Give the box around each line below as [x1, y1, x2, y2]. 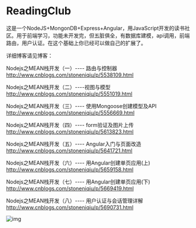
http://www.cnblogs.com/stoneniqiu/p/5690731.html [6, 204, 134, 211]
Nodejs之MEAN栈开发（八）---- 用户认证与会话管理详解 [6, 197, 143, 204]
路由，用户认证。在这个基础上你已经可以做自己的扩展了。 [6, 39, 146, 46]
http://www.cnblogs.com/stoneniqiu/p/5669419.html [6, 185, 134, 192]
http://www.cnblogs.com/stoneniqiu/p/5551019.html [6, 90, 133, 97]
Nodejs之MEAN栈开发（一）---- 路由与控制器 [6, 64, 117, 72]
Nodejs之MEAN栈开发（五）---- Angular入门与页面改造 [6, 140, 142, 147]
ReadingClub [6, 4, 71, 18]
